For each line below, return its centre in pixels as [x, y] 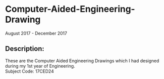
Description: [25, 49]
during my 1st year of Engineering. [40, 66]
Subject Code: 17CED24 [29, 71]
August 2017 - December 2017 [36, 33]
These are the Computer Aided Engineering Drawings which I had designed [82, 61]
